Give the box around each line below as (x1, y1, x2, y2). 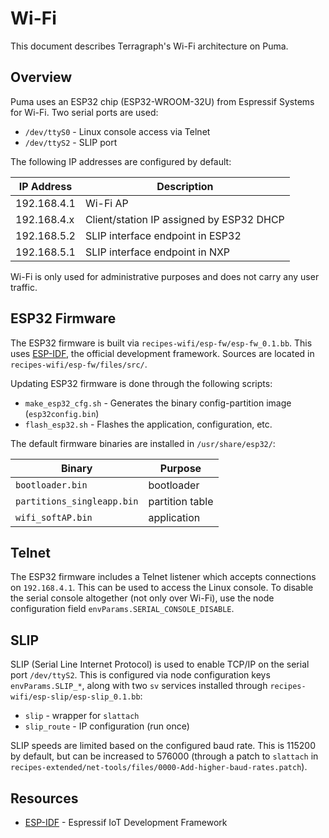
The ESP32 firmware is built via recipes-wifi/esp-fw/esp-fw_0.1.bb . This (10, 337, 313, 349)
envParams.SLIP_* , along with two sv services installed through (10, 680, 268, 692)
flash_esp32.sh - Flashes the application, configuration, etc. (24, 418, 273, 430)
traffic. (10, 281, 38, 293)
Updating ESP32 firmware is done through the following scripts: (10, 377, 273, 389)
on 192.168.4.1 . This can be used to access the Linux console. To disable (10, 582, 314, 594)
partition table (148, 494, 214, 508)
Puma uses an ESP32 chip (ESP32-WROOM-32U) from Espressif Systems (10, 95, 315, 107)
